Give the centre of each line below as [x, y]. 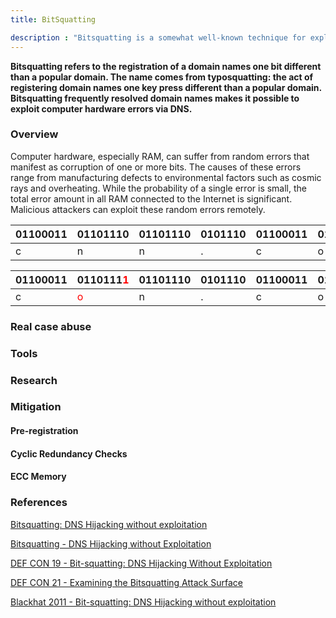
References [39, 503]
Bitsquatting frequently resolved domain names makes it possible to [155, 98]
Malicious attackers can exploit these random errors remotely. [138, 209]
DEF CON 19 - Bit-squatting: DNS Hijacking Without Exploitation [141, 563]
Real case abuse [51, 326]
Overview [34, 134]
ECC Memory [38, 477]
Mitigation [36, 407]
